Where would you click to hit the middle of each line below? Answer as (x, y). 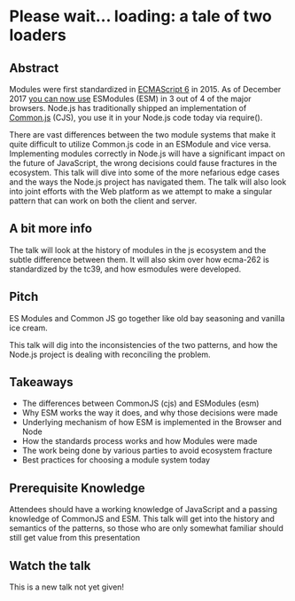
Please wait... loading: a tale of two (141, 16)
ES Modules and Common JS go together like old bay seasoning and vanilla (147, 318)
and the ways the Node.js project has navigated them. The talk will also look (148, 182)
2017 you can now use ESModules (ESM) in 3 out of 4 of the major (130, 99)
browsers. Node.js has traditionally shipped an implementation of (128, 108)
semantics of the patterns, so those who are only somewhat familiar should (146, 528)
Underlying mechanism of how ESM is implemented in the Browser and (151, 423)
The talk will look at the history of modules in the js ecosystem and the (138, 249)
